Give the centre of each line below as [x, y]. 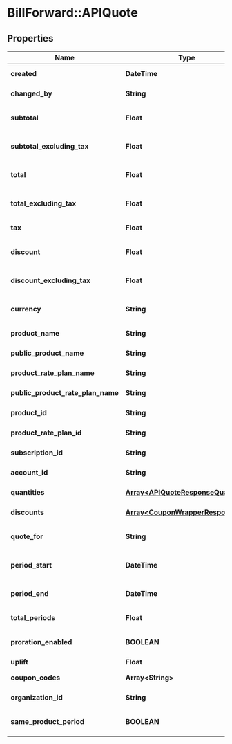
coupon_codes [36, 678]
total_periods [33, 618]
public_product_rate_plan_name [65, 393]
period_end [30, 593]
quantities [28, 492]
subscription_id [37, 453]
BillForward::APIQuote [72, 13]
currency [26, 309]
